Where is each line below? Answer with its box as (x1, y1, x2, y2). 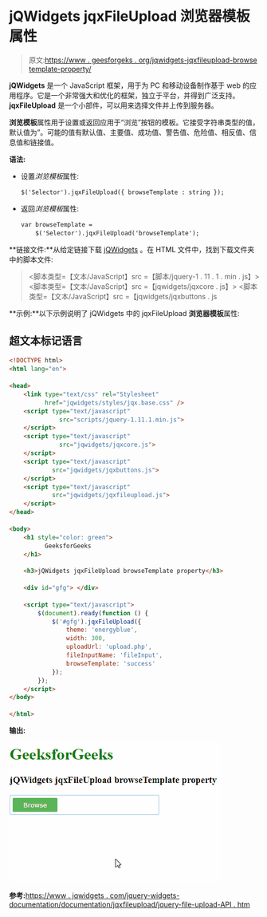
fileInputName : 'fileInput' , (65, 651, 163, 659)
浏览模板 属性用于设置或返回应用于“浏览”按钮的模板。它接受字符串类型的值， (9, 117, 260, 127)
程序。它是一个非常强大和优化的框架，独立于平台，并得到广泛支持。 (15, 90, 240, 100)
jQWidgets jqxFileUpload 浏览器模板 (9, 7, 250, 26)
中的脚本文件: (9, 255, 54, 264)
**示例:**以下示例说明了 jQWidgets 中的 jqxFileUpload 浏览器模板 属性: (9, 308, 240, 318)
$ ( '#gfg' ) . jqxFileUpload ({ (51, 618, 142, 626)
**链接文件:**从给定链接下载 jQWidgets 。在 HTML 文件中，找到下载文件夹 (9, 244, 255, 254)
